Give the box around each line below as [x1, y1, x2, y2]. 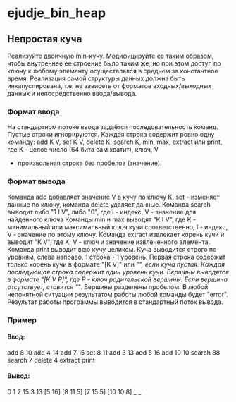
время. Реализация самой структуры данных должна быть [7, 74, 185, 83]
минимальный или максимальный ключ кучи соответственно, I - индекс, [7, 222, 228, 231]
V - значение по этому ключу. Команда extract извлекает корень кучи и [7, 230, 225, 238]
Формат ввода [7, 106, 60, 116]
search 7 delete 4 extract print [7, 355, 95, 364]
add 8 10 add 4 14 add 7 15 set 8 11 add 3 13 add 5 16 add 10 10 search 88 [7, 348, 221, 357]
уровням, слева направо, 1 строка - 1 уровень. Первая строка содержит [7, 252, 226, 261]
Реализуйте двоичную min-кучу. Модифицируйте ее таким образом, [7, 51, 214, 60]
